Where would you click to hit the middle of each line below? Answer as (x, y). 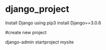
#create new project (26, 32)
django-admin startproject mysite (39, 42)
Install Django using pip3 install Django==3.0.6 (53, 23)
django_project (37, 9)
